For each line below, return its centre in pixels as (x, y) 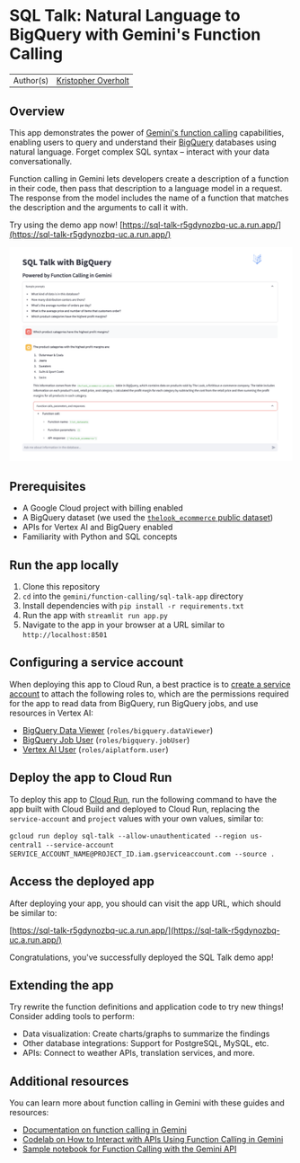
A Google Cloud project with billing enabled (103, 508)
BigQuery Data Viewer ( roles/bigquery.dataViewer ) (118, 730)
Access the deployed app (82, 882)
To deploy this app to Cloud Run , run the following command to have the (143, 799)
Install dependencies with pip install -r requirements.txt (133, 606)
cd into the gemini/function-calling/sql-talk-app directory (133, 596)
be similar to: (33, 912)
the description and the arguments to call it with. (99, 207)
